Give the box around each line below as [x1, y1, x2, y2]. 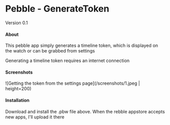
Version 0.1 [5, 20, 28, 26]
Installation [5, 97, 29, 103]
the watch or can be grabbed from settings [5, 48, 95, 54]
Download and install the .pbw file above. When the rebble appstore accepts [5, 108, 165, 114]
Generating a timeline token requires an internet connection [5, 57, 130, 64]
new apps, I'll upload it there [5, 114, 64, 120]
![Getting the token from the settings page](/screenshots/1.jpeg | [5, 80, 141, 86]
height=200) [5, 86, 31, 92]
